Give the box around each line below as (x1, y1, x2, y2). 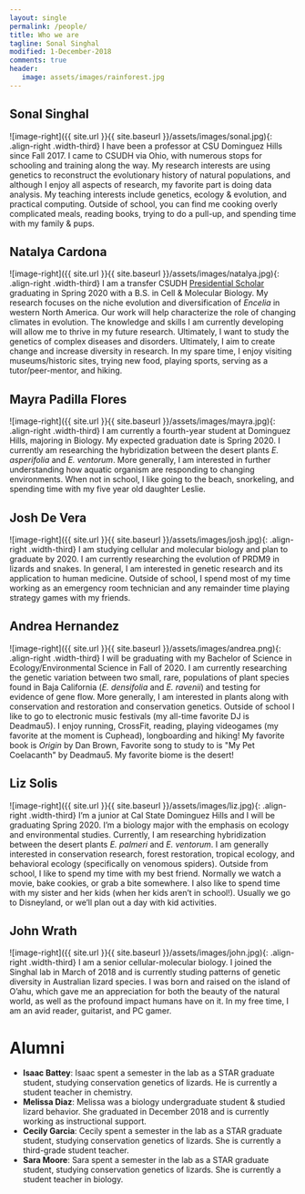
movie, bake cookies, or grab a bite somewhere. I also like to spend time (9, 877, 280, 889)
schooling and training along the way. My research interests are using (9, 160, 271, 170)
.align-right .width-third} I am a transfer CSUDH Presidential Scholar (9, 278, 265, 289)
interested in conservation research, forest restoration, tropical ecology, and (9, 849, 296, 859)
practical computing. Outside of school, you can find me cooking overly (9, 198, 278, 210)
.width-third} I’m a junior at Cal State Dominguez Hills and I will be (28, 809, 276, 820)
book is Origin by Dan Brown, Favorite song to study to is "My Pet (9, 739, 255, 750)
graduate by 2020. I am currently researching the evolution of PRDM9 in (9, 553, 280, 564)
